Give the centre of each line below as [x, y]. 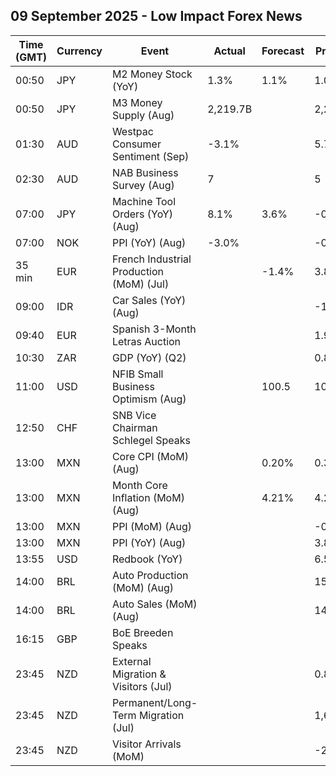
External [131, 661]
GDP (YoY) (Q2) [149, 357]
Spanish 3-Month [154, 329]
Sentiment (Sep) [150, 156]
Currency [79, 51]
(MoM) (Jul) [140, 284]
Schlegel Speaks [151, 440]
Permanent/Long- [154, 702]
